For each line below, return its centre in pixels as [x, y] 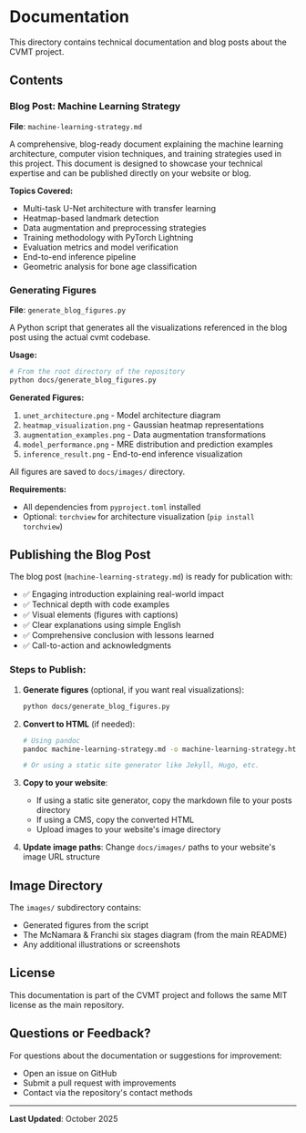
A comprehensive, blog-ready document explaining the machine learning [147, 144]
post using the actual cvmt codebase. [80, 337]
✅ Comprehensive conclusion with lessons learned [118, 635]
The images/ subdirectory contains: [76, 908]
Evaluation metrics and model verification [101, 247]
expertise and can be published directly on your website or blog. [131, 173]
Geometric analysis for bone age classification [110, 266]
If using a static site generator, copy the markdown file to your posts [164, 800]
